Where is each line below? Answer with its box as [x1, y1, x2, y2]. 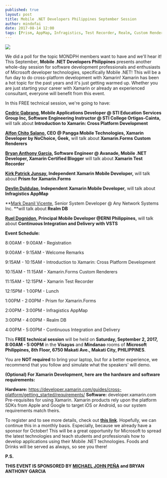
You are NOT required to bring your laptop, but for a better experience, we [5, 357, 158, 362]
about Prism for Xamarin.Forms [5, 176, 71, 182]
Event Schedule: [5, 230, 40, 236]
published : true [5, 7, 39, 12]
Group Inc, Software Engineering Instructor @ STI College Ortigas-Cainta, [5, 115, 161, 121]
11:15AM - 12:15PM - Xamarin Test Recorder [5, 278, 94, 284]
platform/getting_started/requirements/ [5, 392, 85, 397]
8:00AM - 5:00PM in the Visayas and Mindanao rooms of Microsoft [5, 342, 147, 348]
